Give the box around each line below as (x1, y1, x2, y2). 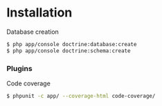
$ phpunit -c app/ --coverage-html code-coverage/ (6, 92, 156, 99)
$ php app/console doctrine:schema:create (6, 47, 131, 54)
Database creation (6, 28, 60, 36)
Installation (6, 5, 73, 21)
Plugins (6, 63, 33, 73)
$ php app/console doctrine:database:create (6, 41, 137, 47)
